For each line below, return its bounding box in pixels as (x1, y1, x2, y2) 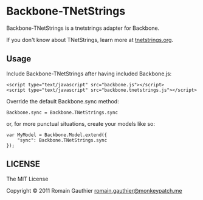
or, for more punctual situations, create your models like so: (6, 120, 155, 127)
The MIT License (6, 175, 49, 182)
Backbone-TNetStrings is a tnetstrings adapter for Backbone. (6, 24, 160, 32)
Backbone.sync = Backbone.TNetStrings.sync (6, 109, 119, 116)
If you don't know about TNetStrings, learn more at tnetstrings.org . (6, 36, 174, 43)
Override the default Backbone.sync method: (6, 97, 120, 105)
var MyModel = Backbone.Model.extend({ (6, 132, 108, 138)
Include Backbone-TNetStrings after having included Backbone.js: (6, 70, 172, 77)
